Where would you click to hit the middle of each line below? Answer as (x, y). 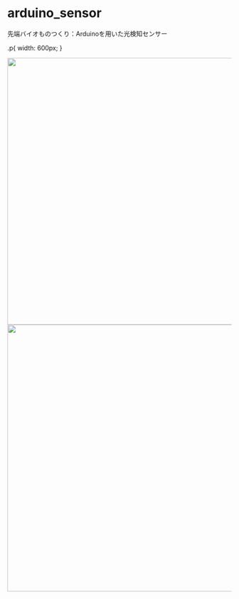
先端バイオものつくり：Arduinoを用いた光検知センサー (87, 33)
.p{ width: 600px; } (35, 48)
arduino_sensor (54, 13)
